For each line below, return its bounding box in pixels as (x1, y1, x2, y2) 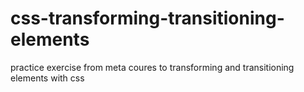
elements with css (10, 72, 85, 84)
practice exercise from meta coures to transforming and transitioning (10, 61, 295, 73)
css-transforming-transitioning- (10, 7, 285, 30)
